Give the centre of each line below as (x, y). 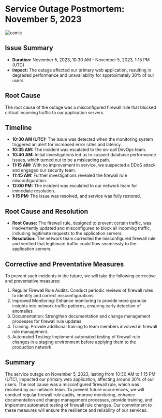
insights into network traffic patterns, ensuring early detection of (76, 306)
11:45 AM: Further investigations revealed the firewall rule (69, 175)
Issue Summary (29, 48)
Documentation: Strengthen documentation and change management (81, 316)
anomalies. (23, 311)
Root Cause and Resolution (47, 211)
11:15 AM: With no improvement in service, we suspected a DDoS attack (84, 165)
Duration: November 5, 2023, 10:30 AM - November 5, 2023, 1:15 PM (81, 60)
